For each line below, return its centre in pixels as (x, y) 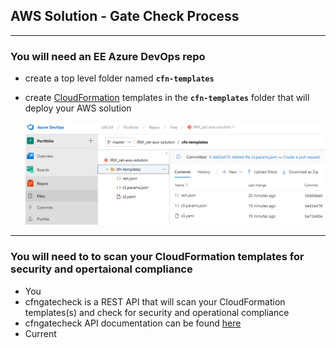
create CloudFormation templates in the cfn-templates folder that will (167, 98)
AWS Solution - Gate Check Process (125, 16)
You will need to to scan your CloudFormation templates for (157, 257)
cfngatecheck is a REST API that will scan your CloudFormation (155, 301)
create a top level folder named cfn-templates (119, 78)
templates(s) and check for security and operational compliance (157, 312)
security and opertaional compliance (101, 269)
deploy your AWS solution (78, 108)
